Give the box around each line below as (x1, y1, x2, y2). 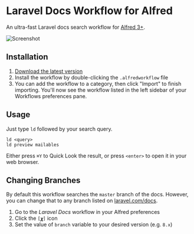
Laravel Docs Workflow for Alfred (6, 4, 173, 18)
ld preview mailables (6, 142, 60, 148)
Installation (6, 52, 48, 62)
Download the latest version (14, 68, 83, 75)
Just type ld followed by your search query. (6, 125, 113, 132)
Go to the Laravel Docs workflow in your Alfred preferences (14, 209, 160, 216)
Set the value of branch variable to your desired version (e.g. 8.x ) (14, 221, 173, 228)
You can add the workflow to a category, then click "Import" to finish (14, 80, 182, 87)
